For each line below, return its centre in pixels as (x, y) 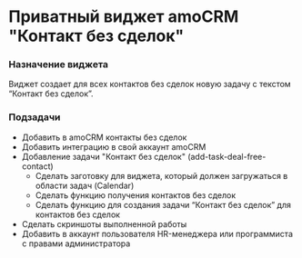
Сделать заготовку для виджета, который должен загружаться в (161, 175)
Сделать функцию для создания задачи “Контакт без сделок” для (163, 204)
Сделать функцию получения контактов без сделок (136, 195)
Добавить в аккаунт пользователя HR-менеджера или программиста (157, 233)
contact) (37, 166)
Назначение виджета (59, 64)
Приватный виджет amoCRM (124, 17)
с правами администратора (76, 243)
